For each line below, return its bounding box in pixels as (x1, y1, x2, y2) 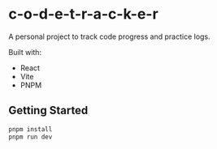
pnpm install (8, 125, 53, 134)
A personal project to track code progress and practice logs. (8, 32, 210, 41)
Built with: (8, 47, 42, 57)
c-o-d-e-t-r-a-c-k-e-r (8, 5, 158, 23)
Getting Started (8, 104, 89, 117)
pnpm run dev (8, 133, 53, 141)
